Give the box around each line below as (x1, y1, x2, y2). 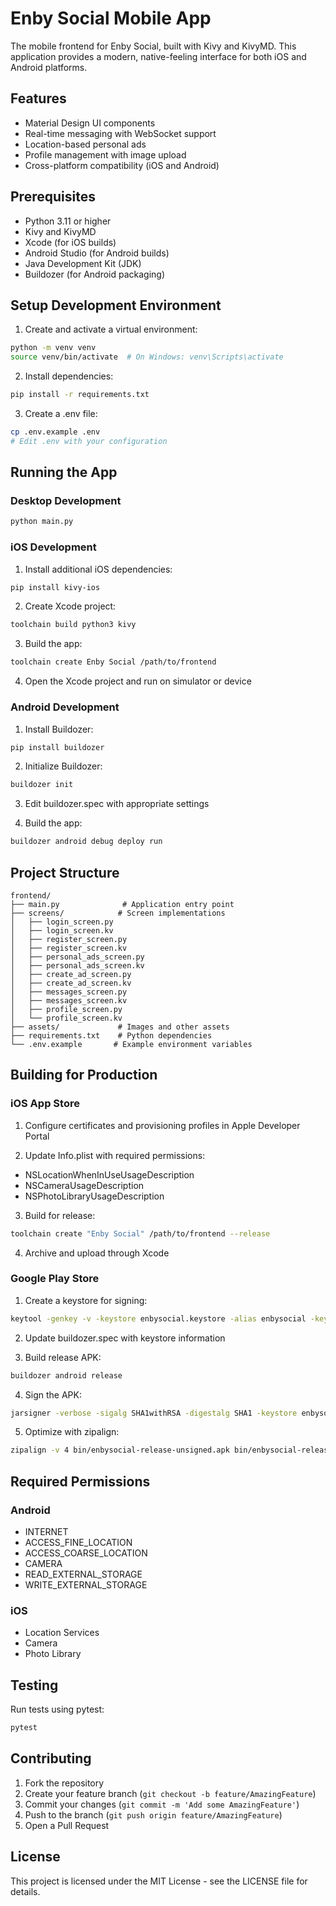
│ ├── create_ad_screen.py (10, 969, 132, 979)
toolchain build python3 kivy (10, 620, 137, 630)
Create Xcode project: (24, 600, 117, 612)
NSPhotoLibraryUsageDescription (24, 1190, 165, 1202)
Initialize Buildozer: (24, 760, 103, 772)
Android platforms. (10, 61, 88, 73)
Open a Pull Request (24, 1819, 110, 1831)
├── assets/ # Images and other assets (10, 1022, 230, 1032)
